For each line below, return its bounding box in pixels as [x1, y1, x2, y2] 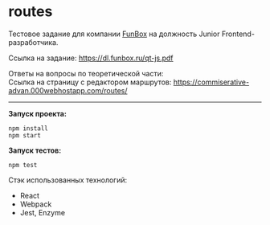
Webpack [19, 199, 52, 209]
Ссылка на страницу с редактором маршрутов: [8, 77, 172, 87]
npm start [8, 131, 42, 139]
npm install [8, 124, 48, 133]
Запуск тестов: [8, 145, 62, 155]
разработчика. [8, 37, 59, 47]
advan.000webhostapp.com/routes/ [8, 85, 128, 95]
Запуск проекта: [8, 108, 67, 118]
